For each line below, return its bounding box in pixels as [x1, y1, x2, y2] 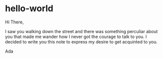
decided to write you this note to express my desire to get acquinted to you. [5, 39, 158, 44]
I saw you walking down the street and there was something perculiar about [5, 28, 158, 34]
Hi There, [5, 19, 24, 25]
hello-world [5, 3, 54, 14]
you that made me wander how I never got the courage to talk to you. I [5, 34, 147, 39]
